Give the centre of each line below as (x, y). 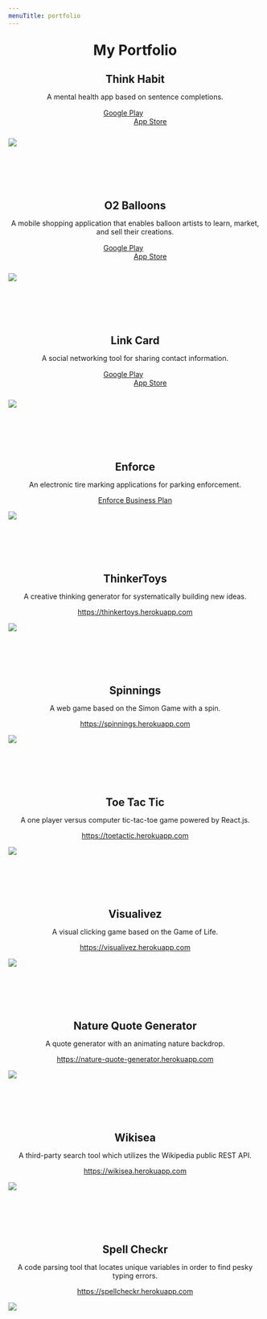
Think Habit (135, 79)
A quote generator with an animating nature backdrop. (135, 1043)
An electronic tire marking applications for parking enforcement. (135, 484)
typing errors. (135, 1275)
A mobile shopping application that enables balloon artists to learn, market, (135, 223)
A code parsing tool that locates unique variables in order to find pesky (135, 1267)
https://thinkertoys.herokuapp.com (135, 612)
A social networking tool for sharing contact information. (135, 358)
